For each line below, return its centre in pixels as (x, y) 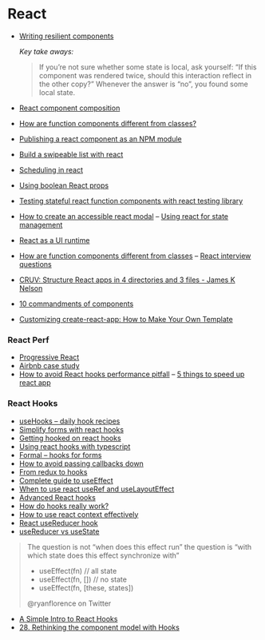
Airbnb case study (49, 366)
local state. (57, 92)
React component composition (69, 108)
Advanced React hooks (57, 497)
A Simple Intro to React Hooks (68, 618)
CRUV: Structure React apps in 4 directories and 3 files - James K (127, 280)
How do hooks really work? (64, 506)
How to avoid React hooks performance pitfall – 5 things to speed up (132, 374)
